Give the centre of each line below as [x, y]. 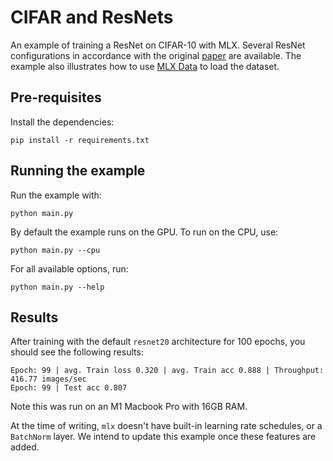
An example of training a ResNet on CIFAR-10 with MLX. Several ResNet [158, 45]
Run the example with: [56, 195]
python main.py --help [57, 287]
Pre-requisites [56, 97]
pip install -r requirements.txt [80, 140]
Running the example [78, 171]
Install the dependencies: [62, 122]
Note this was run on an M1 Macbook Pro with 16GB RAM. [129, 407]
